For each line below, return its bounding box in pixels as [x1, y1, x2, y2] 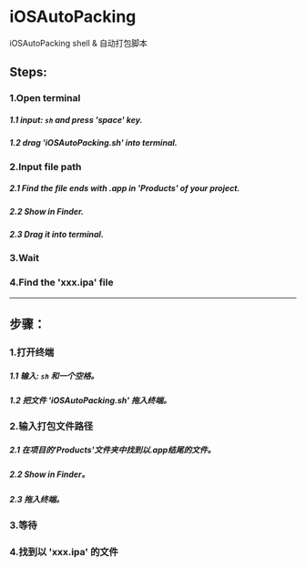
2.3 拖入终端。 [9, 493, 65, 504]
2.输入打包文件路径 [9, 420, 94, 433]
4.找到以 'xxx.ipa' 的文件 [9, 545, 118, 558]
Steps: [9, 65, 47, 80]
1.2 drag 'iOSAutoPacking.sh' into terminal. [9, 137, 178, 148]
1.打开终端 [9, 346, 55, 359]
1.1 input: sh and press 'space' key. [9, 114, 143, 125]
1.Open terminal [9, 92, 81, 105]
